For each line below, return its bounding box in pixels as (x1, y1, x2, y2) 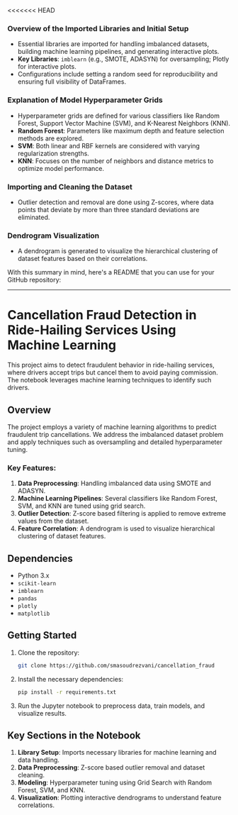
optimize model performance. (17, 164, 105, 172)
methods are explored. (17, 134, 84, 143)
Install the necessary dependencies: (17, 675, 124, 683)
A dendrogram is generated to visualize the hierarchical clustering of (17, 247, 218, 255)
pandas (17, 595, 38, 602)
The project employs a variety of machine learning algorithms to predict (7, 422, 217, 431)
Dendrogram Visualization (7, 231, 100, 240)
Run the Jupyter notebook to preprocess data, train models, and (17, 702, 205, 710)
